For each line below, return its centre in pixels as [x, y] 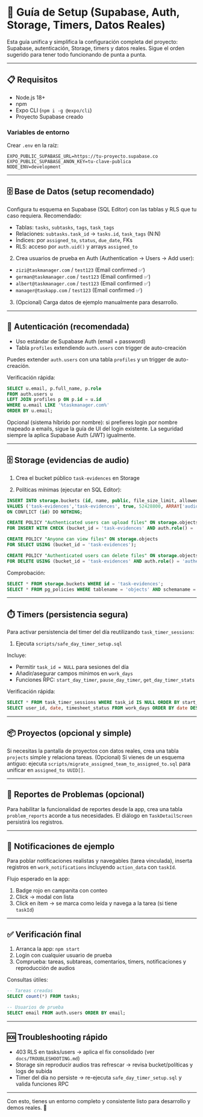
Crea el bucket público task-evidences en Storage [78, 478]
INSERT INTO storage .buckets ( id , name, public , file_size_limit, [92, 500]
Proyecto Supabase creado [49, 116]
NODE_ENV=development [34, 167]
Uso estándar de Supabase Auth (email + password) [81, 341]
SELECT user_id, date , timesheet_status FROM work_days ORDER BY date [97, 708]
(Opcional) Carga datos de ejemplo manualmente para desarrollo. [97, 302]
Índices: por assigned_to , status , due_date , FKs [74, 240]
